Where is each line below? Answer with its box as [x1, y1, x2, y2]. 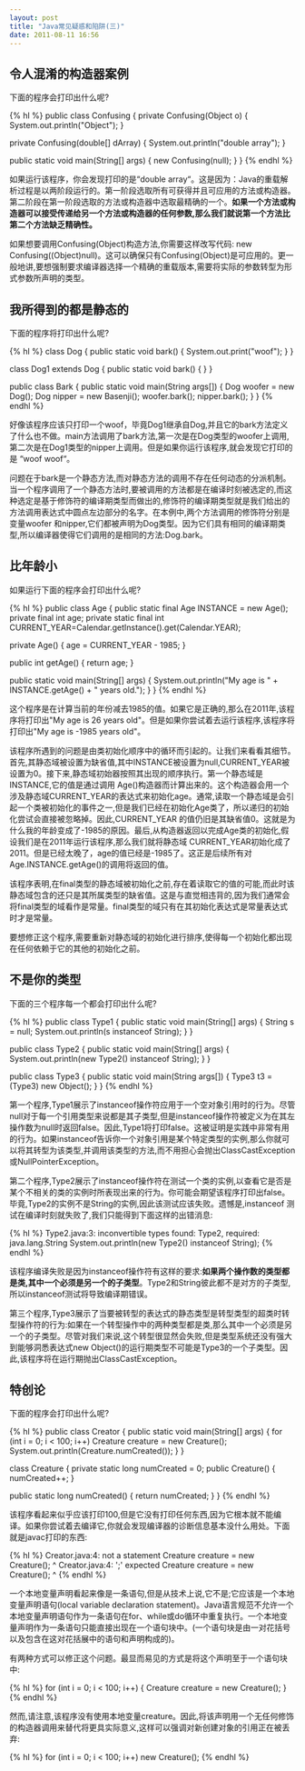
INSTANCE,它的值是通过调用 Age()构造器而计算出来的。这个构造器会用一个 [9, 779, 290, 790]
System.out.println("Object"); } [9, 120, 124, 131]
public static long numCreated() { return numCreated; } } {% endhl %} [9, 1490, 271, 1501]
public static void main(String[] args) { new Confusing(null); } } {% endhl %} [9, 155, 293, 166]
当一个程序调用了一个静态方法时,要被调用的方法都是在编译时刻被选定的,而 [9, 484, 285, 495]
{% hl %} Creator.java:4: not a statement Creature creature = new [9, 1550, 255, 1561]
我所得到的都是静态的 [9, 302, 129, 317]
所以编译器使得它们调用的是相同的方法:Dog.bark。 [19, 529, 208, 540]
